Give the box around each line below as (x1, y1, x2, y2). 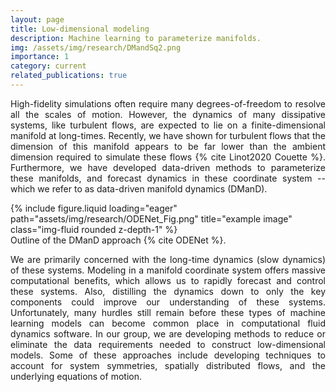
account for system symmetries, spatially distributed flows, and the (10, 359, 326, 371)
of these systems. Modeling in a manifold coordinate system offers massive (10, 264, 326, 276)
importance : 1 (10, 52, 70, 62)
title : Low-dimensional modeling (10, 24, 150, 34)
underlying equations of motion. (10, 370, 142, 382)
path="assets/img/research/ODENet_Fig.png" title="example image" (10, 212, 293, 225)
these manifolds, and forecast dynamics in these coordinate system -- (10, 172, 326, 184)
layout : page (10, 14, 65, 25)
